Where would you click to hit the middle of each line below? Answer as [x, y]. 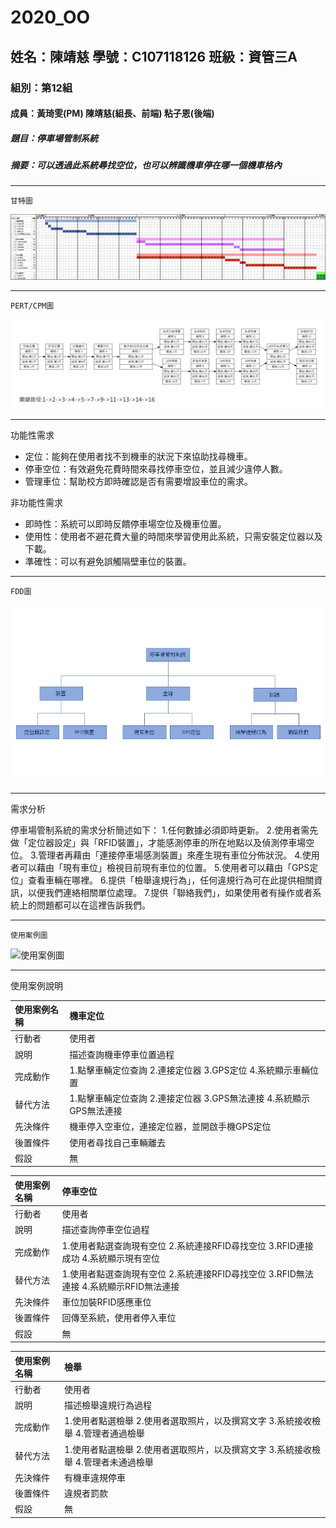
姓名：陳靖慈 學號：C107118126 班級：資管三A [154, 56]
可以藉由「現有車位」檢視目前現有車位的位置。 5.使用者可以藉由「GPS [164, 867]
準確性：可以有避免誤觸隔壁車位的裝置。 [108, 561]
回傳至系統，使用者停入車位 [119, 1318]
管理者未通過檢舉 [118, 1462]
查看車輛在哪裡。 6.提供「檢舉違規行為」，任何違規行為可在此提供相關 [171, 880]
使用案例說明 [36, 985]
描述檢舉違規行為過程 [108, 1405]
